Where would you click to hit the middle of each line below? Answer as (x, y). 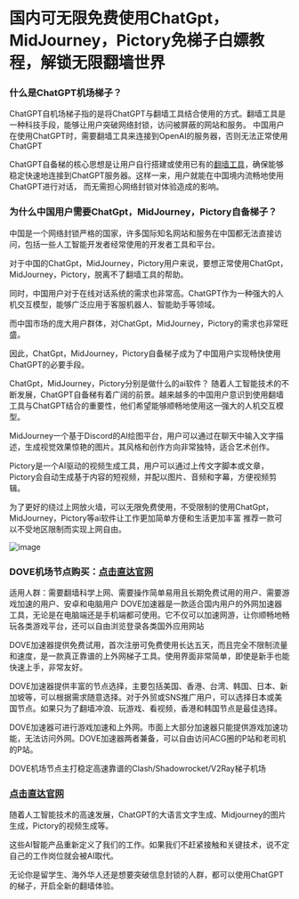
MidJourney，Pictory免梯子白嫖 (129, 40)
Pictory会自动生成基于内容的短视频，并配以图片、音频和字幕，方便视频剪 (143, 476)
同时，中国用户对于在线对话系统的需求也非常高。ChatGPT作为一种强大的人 (147, 293)
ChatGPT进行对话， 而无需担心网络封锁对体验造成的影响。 (117, 187)
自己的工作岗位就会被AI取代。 (64, 856)
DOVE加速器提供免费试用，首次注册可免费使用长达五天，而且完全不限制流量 (149, 645)
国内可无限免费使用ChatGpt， (119, 18)
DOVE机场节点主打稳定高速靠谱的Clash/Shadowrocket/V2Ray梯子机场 (138, 769)
